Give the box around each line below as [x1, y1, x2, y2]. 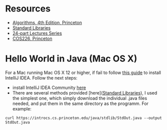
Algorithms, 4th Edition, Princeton [12, 19, 82, 25]
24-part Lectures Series [12, 30, 62, 36]
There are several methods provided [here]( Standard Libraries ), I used [12, 89, 157, 95]
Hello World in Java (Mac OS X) [5, 53, 137, 64]
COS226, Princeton [12, 35, 52, 41]
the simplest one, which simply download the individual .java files [12, 95, 147, 101]
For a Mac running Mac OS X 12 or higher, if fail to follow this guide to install [5, 69, 161, 75]
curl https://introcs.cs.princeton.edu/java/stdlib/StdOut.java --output [5, 115, 162, 120]
